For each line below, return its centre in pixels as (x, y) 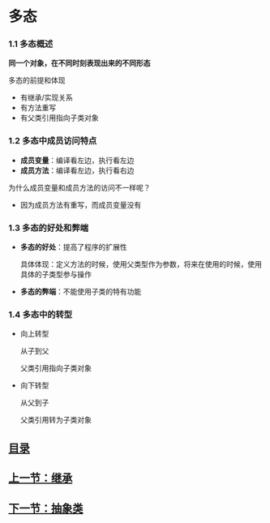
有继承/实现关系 (46, 97)
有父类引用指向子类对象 (59, 118)
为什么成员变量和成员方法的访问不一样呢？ (79, 187)
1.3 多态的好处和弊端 (49, 228)
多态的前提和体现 (37, 80)
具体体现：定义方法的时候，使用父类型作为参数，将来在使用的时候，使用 (141, 264)
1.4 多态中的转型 (41, 315)
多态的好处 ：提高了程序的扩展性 (73, 247)
